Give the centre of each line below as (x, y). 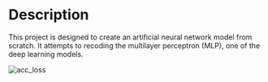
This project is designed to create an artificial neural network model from (130, 37)
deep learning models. (46, 54)
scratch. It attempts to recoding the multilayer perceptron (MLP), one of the (134, 45)
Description (49, 15)
